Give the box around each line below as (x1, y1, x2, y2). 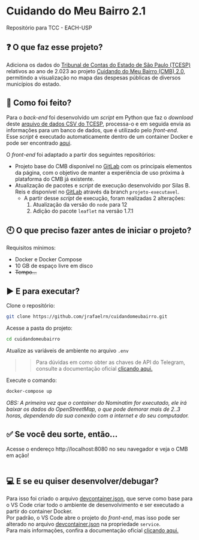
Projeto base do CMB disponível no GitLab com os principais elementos (14, 162, 192, 169)
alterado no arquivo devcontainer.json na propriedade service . (6, 521, 161, 528)
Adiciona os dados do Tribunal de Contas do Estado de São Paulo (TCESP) (6, 61, 191, 68)
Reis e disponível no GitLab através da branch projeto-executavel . (14, 188, 180, 195)
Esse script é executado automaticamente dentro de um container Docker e (6, 133, 193, 140)
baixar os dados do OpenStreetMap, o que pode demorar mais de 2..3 (6, 405, 181, 413)
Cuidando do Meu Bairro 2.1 (6, 4, 146, 18)
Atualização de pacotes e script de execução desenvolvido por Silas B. (14, 181, 191, 189)
